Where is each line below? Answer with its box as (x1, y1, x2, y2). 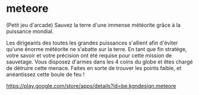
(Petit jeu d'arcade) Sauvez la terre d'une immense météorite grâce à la (6, 21, 181, 28)
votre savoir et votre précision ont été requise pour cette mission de (6, 52, 172, 59)
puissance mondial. (6, 27, 54, 34)
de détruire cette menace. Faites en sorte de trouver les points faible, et (6, 64, 182, 71)
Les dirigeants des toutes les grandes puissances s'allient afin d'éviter (6, 39, 178, 46)
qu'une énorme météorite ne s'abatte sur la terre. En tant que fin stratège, (6, 45, 187, 52)
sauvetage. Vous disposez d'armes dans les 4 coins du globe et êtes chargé (6, 58, 193, 65)
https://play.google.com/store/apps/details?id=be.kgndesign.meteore (6, 82, 176, 89)
